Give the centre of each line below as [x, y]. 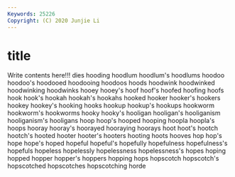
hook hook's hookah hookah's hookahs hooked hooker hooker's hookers [114, 98]
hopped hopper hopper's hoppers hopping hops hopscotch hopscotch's [113, 159]
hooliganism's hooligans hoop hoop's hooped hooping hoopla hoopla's [111, 121]
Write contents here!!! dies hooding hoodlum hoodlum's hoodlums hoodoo [116, 75]
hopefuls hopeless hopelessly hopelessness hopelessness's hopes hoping [116, 151]
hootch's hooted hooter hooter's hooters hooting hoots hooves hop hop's [115, 136]
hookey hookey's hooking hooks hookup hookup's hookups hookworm [111, 106]
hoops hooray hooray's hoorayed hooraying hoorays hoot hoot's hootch [113, 128]
